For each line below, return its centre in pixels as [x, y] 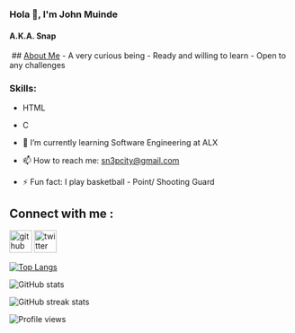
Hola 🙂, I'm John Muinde [64, 14]
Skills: [23, 89]
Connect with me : [62, 213]
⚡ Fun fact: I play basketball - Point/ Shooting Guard [118, 182]
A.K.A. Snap [33, 36]
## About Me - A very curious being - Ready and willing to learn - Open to [148, 56]
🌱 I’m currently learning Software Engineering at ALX [120, 143]
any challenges [37, 66]
